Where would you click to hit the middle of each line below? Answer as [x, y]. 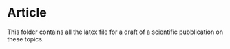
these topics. [25, 39]
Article [27, 13]
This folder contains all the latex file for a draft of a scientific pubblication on [115, 32]
